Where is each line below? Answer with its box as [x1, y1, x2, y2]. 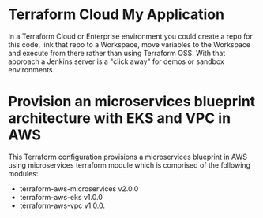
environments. [8, 65, 55, 74]
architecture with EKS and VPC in [8, 109, 231, 127]
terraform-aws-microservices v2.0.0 [19, 183, 139, 194]
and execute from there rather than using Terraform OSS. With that [8, 48, 226, 57]
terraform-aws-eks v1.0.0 [19, 192, 103, 201]
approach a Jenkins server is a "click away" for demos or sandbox [8, 57, 225, 66]
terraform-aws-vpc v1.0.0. [19, 201, 105, 210]
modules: [8, 168, 39, 178]
